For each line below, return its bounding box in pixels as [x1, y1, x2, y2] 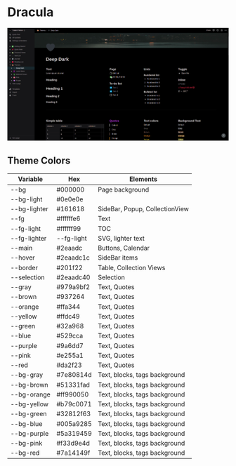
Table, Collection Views [98, 263, 166, 272]
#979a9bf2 [55, 283, 90, 291]
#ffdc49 [55, 312, 80, 320]
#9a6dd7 [55, 341, 84, 349]
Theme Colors [7, 154, 71, 166]
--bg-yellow [10, 400, 49, 408]
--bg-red [10, 448, 40, 457]
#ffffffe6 [55, 215, 81, 223]
